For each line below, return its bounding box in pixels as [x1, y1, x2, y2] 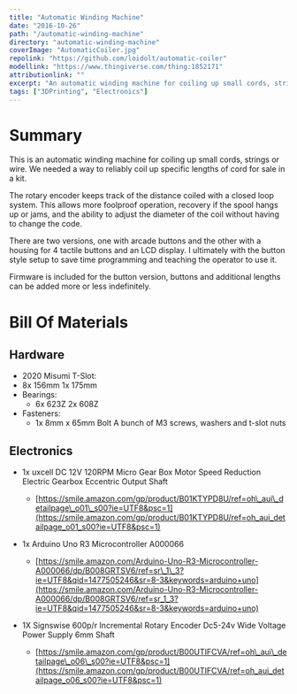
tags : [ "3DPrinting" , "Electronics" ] [9, 87, 148, 96]
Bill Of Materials [9, 312, 128, 332]
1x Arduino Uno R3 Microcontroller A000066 [21, 539, 184, 550]
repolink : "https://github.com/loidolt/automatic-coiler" [9, 54, 227, 63]
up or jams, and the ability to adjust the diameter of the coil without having [9, 209, 280, 220]
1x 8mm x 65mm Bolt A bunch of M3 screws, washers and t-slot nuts [34, 418, 286, 428]
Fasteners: [21, 408, 61, 419]
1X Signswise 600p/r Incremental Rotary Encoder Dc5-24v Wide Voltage [21, 621, 286, 631]
